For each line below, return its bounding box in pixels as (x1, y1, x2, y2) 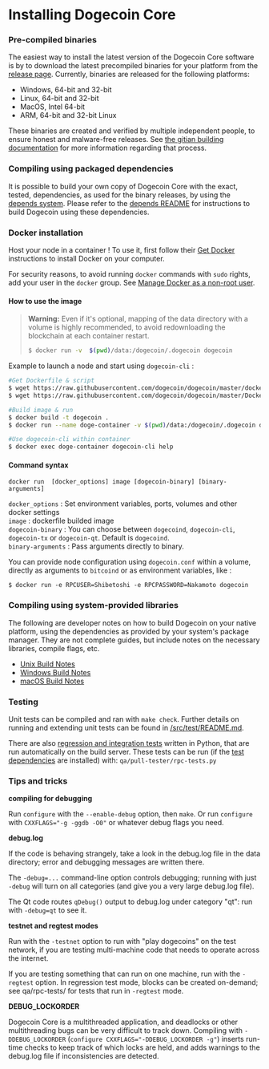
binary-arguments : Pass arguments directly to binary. (8, 541, 184, 551)
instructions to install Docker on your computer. (8, 254, 166, 264)
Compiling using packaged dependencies (8, 163, 174, 174)
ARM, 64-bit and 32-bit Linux (19, 111, 117, 120)
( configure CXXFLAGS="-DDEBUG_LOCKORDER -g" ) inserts (67, 1035, 244, 1044)
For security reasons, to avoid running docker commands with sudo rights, (8, 269, 251, 279)
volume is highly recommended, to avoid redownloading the (27, 322, 226, 332)
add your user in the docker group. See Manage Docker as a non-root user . (8, 278, 255, 288)
